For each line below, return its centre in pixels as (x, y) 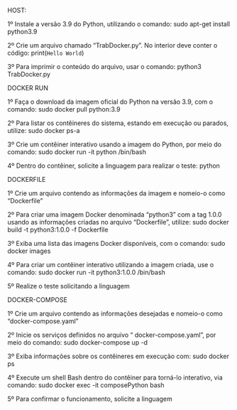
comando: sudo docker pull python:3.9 (64, 109)
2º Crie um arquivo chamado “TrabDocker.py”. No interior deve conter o (112, 45)
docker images (29, 251)
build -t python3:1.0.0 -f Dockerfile (58, 230)
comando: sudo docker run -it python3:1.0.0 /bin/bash (86, 272)
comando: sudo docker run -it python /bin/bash (77, 152)
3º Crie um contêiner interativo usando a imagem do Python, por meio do (115, 144)
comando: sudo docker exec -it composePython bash (86, 385)
